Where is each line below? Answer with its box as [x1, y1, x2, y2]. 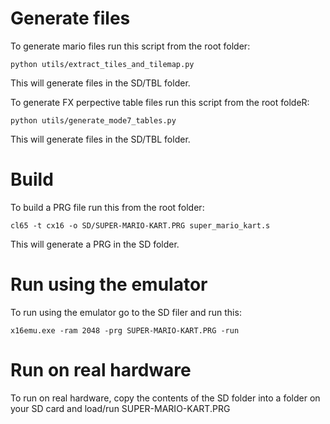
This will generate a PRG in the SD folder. [10, 238, 180, 250]
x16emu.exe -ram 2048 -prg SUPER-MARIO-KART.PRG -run [10, 325, 240, 336]
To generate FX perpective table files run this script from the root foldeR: [10, 96, 310, 108]
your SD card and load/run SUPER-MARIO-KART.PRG [10, 402, 231, 414]
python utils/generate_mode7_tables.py [10, 115, 177, 126]
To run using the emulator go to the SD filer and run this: [10, 306, 242, 318]
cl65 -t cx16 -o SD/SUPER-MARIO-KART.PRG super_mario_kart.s [10, 220, 271, 231]
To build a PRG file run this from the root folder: [10, 201, 205, 213]
